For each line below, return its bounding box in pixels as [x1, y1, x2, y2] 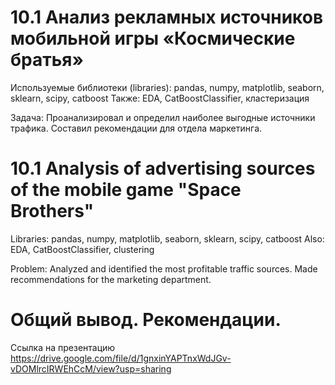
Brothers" [10, 200, 95, 223]
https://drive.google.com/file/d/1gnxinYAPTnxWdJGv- [10, 352, 232, 364]
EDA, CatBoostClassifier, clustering [10, 243, 155, 255]
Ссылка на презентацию [10, 341, 116, 353]
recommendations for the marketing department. [10, 273, 212, 285]
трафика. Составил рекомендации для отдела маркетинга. [10, 122, 263, 134]
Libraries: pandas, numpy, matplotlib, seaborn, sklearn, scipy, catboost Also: [10, 232, 325, 245]
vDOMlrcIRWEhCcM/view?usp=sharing [10, 362, 172, 375]
